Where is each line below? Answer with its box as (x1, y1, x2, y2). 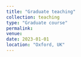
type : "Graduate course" (6, 20, 68, 26)
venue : (6, 31, 23, 37)
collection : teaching (6, 14, 60, 20)
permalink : (6, 25, 33, 31)
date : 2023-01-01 (6, 36, 49, 42)
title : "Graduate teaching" (6, 8, 76, 15)
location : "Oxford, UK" (6, 42, 66, 48)
